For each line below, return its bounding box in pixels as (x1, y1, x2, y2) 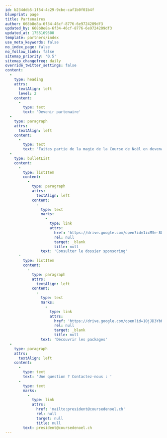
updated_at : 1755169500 (5, 30, 55, 35)
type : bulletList (14, 156, 50, 161)
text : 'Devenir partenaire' (23, 109, 81, 115)
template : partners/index (5, 35, 59, 40)
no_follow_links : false (5, 49, 55, 54)
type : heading (14, 77, 43, 82)
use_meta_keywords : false (5, 40, 59, 45)
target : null (36, 416, 64, 421)
